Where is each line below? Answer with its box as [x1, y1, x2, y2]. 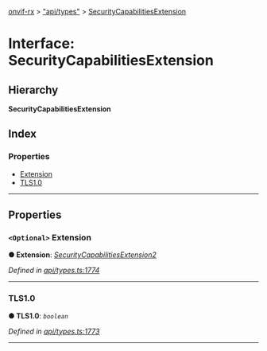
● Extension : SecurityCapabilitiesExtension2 [8, 250, 157, 259]
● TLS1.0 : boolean [8, 310, 69, 321]
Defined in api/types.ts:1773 [8, 326, 100, 336]
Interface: [8, 35, 75, 53]
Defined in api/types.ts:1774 [8, 266, 100, 275]
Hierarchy [8, 83, 59, 96]
